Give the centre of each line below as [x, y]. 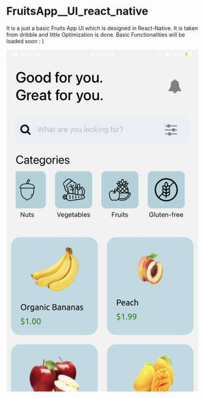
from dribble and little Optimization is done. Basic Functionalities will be [96, 34]
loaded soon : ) [25, 41]
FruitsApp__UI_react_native [77, 11]
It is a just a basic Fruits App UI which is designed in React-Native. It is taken [102, 28]
